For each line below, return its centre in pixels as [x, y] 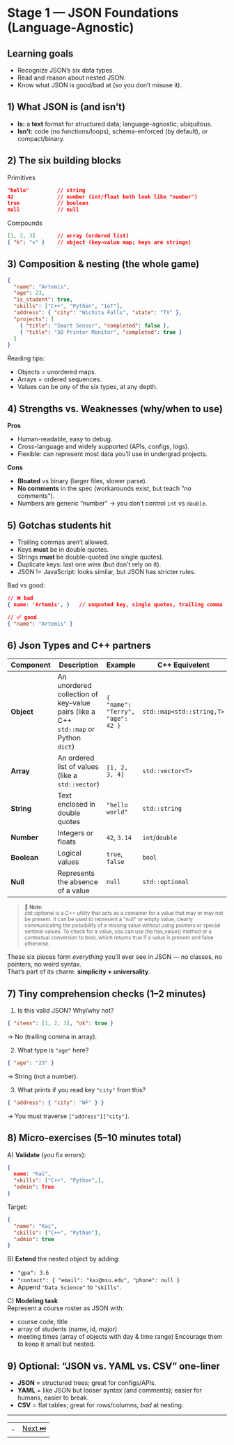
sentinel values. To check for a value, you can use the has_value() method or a [118, 932]
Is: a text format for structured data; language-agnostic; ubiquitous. [115, 124]
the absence [78, 882]
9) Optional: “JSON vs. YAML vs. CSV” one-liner [114, 1366]
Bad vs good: [26, 585]
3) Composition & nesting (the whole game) [103, 264]
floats [67, 842]
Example [121, 665]
